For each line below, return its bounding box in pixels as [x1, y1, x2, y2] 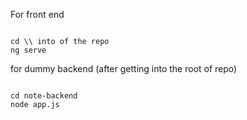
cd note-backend [10, 91, 78, 101]
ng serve [10, 45, 47, 55]
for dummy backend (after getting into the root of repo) [10, 63, 238, 74]
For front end [10, 9, 65, 20]
